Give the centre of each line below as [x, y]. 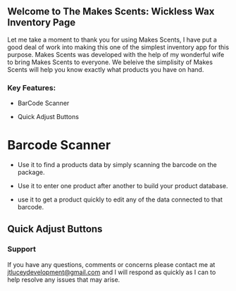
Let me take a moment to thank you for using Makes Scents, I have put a [112, 39]
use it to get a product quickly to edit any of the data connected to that [120, 199]
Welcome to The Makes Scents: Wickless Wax [111, 12]
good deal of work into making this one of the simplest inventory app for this [118, 47]
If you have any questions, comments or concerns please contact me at [111, 264]
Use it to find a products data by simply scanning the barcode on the [117, 165]
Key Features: [32, 87]
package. [31, 173]
